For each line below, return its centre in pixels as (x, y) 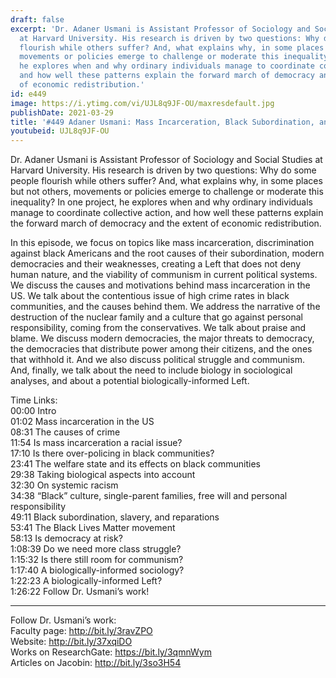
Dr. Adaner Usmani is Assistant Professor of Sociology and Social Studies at (166, 160)
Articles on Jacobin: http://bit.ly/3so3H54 (96, 663)
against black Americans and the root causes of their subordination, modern (167, 253)
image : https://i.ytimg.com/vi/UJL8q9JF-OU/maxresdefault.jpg (142, 103)
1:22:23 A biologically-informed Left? (86, 581)
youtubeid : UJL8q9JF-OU (60, 131)
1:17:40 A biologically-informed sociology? (97, 570)
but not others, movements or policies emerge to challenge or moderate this (167, 192)
